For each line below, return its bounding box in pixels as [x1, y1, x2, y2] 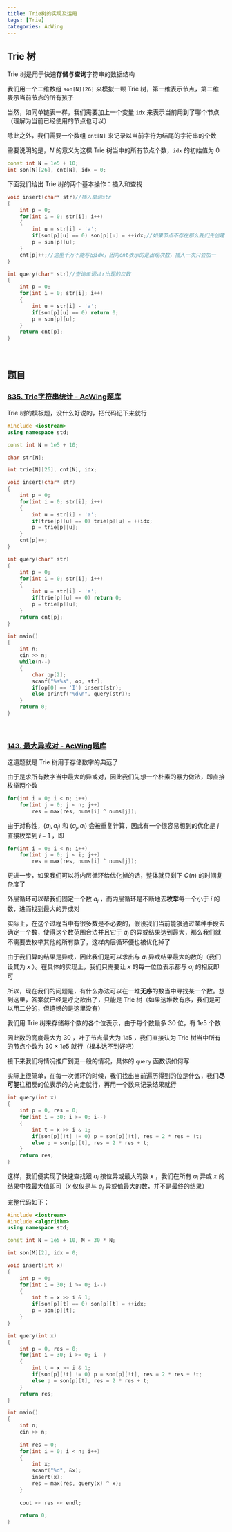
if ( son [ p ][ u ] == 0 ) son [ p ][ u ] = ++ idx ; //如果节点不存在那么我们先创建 [32, 233, 225, 240]
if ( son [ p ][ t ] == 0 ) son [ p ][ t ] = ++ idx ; [32, 1301, 147, 1308]
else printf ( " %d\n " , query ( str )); [32, 690, 131, 698]
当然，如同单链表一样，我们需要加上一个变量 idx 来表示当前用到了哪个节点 [7, 108, 220, 116]
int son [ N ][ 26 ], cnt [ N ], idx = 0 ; [7, 167, 107, 174]
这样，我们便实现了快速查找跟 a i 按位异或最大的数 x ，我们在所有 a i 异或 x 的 [7, 1172, 225, 1182]
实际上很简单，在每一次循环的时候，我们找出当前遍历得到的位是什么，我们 [7, 1072, 219, 1080]
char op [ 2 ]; [32, 671, 67, 678]
